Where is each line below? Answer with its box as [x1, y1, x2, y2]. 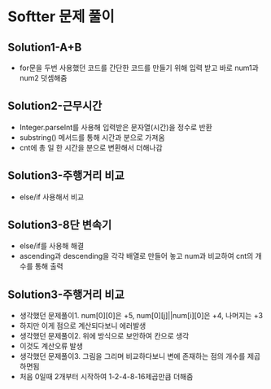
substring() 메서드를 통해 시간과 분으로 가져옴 [19, 132, 165, 142]
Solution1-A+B [7, 40, 82, 54]
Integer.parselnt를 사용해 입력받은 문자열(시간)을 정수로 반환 [19, 122, 212, 132]
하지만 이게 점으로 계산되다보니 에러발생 [19, 321, 146, 330]
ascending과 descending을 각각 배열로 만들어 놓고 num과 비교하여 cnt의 [19, 251, 254, 261]
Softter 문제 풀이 [7, 7, 115, 26]
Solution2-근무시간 [7, 99, 103, 113]
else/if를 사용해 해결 [19, 241, 85, 251]
